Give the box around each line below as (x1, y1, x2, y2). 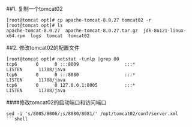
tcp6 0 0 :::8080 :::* (6, 72, 136, 78)
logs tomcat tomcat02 (30, 33, 90, 39)
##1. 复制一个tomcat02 (6, 5, 63, 12)
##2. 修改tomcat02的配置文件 (6, 44, 80, 51)
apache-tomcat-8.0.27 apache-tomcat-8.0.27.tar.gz (6, 28, 138, 34)
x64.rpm (6, 33, 26, 39)
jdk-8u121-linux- (143, 28, 187, 34)
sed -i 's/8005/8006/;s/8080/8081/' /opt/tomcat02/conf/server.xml (6, 111, 179, 117)
